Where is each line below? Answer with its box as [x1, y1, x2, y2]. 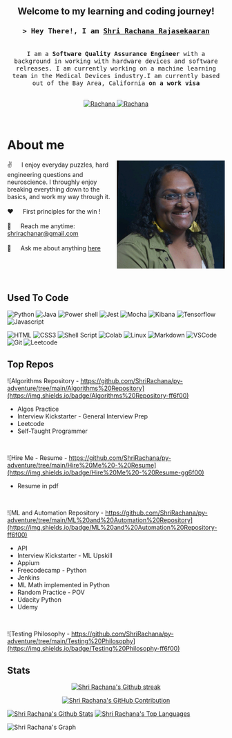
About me [7, 137, 65, 153]
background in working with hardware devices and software [13, 57, 218, 65]
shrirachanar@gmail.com [7, 229, 79, 237]
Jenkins [17, 573, 40, 582]
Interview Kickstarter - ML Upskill [17, 551, 113, 560]
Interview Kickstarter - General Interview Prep [17, 412, 148, 421]
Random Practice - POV [17, 588, 85, 597]
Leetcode [17, 420, 45, 428]
